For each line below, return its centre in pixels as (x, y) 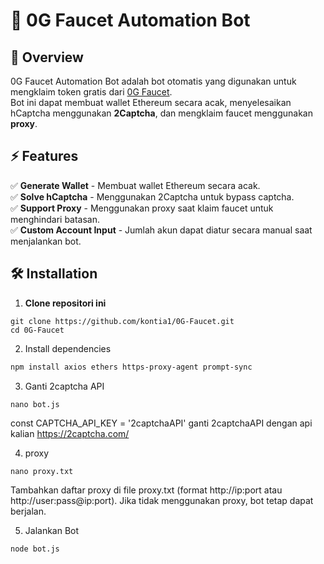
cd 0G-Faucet (37, 330)
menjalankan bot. (46, 241)
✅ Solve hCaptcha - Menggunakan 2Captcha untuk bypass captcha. (152, 196)
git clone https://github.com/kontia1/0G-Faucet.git (122, 321)
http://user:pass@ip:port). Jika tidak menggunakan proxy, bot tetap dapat (162, 500)
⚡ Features (44, 156)
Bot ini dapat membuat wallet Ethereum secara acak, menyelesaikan (151, 102)
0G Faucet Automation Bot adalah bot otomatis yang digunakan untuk (153, 81)
